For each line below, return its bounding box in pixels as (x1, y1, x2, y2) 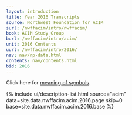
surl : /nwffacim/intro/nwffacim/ (6, 25, 88, 31)
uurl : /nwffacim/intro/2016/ (6, 47, 77, 53)
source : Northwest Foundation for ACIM (6, 19, 104, 25)
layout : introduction (6, 8, 59, 15)
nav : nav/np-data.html (6, 52, 62, 58)
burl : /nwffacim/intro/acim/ (6, 36, 77, 42)
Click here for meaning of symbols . (6, 79, 91, 86)
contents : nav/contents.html (6, 58, 77, 63)
